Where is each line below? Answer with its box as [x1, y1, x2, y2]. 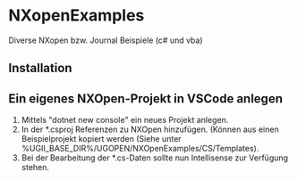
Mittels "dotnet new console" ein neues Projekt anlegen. [21, 115, 229, 126]
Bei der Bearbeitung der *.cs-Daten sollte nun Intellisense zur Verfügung [21, 152, 288, 163]
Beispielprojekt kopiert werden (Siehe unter [21, 134, 182, 144]
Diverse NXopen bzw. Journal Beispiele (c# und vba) [8, 35, 203, 45]
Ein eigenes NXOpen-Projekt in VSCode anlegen [8, 91, 284, 106]
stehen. [21, 162, 50, 173]
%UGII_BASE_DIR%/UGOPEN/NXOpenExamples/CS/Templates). [21, 143, 259, 154]
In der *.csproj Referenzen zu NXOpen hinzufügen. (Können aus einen [21, 124, 279, 135]
